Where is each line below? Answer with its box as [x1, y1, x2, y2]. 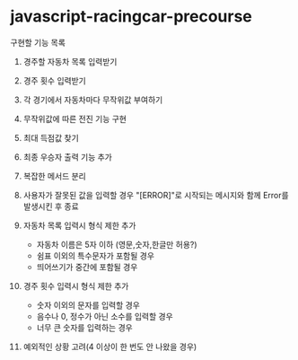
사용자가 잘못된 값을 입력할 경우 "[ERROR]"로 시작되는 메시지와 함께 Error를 [22, 189, 290, 200]
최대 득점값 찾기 [22, 132, 79, 143]
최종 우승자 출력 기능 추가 [22, 151, 113, 162]
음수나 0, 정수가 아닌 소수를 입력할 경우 [36, 311, 173, 321]
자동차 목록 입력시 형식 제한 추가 [22, 220, 136, 231]
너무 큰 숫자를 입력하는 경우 [36, 321, 133, 333]
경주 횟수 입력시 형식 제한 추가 [22, 280, 129, 291]
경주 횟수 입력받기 [22, 75, 86, 86]
